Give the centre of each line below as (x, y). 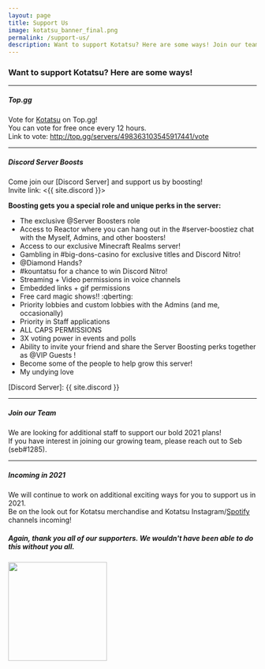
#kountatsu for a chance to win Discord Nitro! (93, 271)
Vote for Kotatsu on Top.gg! (53, 120)
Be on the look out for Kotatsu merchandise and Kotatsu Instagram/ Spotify (129, 512)
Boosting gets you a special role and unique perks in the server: (115, 205)
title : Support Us (38, 23)
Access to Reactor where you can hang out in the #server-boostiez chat (137, 229)
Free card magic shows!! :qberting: (76, 296)
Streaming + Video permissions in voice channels (100, 280)
